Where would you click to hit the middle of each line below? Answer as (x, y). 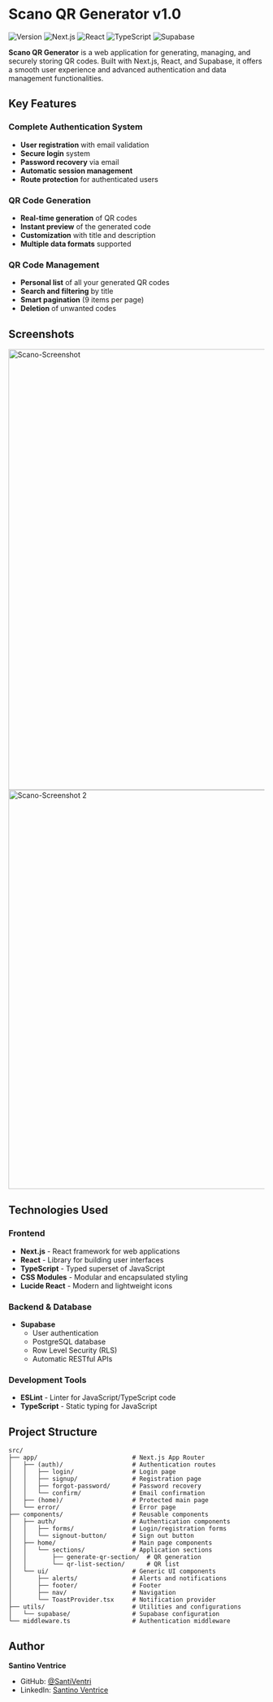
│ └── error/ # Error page (92, 1508)
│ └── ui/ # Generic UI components (113, 1572)
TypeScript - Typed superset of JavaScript (92, 1268)
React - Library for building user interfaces (92, 1259)
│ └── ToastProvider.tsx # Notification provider (113, 1600)
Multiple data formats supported (76, 244)
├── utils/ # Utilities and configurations (125, 1607)
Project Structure (53, 1432)
